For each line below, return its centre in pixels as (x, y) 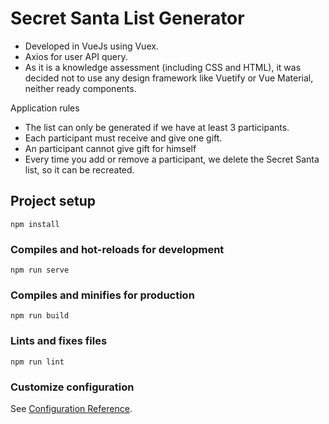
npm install (35, 224)
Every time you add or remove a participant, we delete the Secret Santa (172, 159)
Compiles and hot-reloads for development (117, 249)
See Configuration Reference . (71, 408)
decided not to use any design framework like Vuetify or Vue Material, (169, 78)
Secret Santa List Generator (127, 18)
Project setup (53, 201)
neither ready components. (80, 88)
